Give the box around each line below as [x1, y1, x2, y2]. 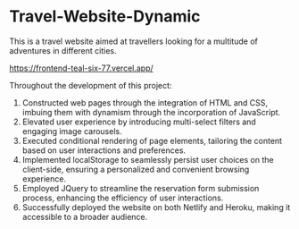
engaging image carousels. [21, 125, 122, 136]
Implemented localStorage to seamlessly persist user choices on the [21, 154, 274, 165]
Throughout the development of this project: [9, 80, 172, 90]
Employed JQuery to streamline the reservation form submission [21, 182, 260, 193]
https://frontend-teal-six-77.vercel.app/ [9, 63, 154, 73]
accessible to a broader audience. [21, 211, 148, 222]
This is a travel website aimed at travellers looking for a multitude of [9, 36, 259, 47]
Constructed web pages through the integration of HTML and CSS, [21, 97, 269, 108]
